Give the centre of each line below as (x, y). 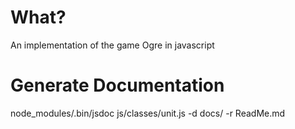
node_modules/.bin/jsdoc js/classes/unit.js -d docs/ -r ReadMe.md (148, 113)
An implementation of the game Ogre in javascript (112, 45)
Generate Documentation (117, 85)
